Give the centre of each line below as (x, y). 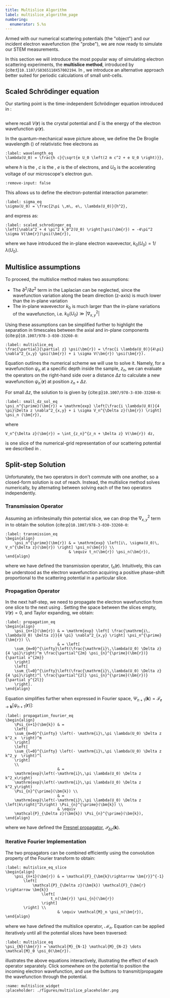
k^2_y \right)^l (24, 756)
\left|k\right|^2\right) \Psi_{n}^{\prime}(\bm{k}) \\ (64, 804)
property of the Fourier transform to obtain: (50, 858)
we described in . (23, 449)
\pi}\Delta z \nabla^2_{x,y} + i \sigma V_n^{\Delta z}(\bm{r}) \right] (83, 411)
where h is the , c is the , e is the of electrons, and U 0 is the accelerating (80, 168)
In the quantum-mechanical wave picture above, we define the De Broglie (82, 139)
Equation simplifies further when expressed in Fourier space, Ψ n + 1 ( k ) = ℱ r (84, 699)
